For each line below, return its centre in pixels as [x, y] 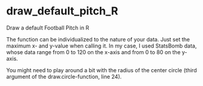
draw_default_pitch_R [62, 11]
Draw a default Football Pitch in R [48, 28]
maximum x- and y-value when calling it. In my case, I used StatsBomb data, [101, 46]
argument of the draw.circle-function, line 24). [64, 76]
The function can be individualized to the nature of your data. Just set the [98, 39]
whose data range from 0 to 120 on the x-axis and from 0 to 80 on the [93, 52]
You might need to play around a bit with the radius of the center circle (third [101, 70]
